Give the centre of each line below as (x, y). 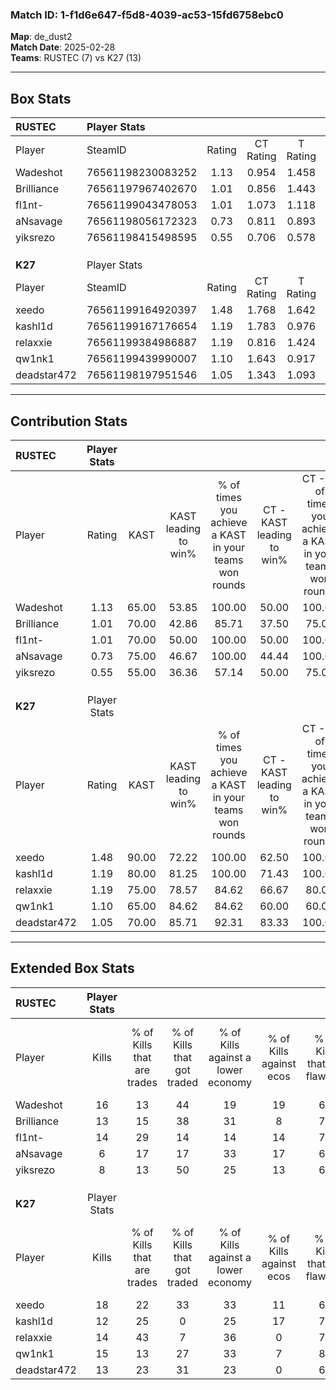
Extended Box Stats (72, 968)
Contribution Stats (69, 421)
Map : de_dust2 (41, 37)
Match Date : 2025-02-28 (63, 47)
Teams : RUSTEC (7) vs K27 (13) (76, 58)
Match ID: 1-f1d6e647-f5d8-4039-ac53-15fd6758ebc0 (147, 15)
